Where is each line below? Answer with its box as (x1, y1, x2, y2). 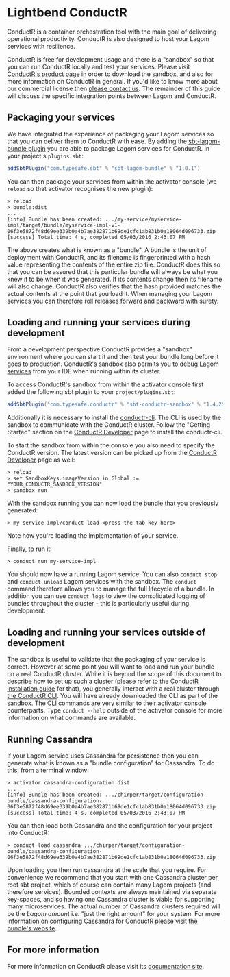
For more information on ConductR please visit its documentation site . (7, 962, 204, 970)
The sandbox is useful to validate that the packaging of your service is (7, 656, 205, 664)
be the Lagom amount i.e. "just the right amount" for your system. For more (7, 909, 220, 917)
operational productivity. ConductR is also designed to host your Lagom (7, 34, 210, 42)
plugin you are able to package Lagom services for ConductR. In (28, 144, 210, 152)
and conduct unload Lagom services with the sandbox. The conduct (7, 578, 197, 586)
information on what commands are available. (7, 714, 136, 722)
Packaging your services (7, 112, 116, 123)
